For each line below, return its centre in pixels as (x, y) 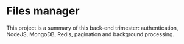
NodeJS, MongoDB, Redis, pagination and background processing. (90, 34)
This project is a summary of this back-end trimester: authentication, (92, 28)
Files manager (43, 11)
